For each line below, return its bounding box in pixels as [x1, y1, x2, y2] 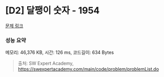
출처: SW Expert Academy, [17, 60, 74, 67]
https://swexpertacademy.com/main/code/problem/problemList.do [17, 66, 159, 72]
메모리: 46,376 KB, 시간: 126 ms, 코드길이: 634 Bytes [5, 49, 114, 55]
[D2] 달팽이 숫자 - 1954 [5, 5, 100, 16]
